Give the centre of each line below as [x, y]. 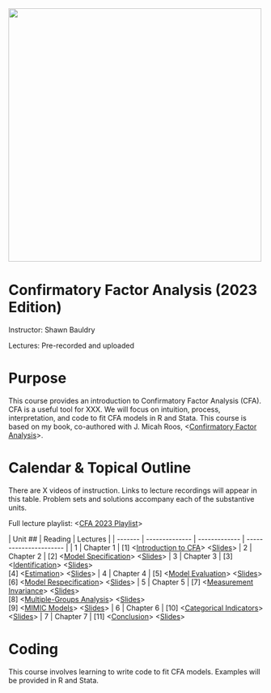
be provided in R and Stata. [54, 680]
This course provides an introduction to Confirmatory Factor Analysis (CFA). [135, 400]
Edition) [35, 308]
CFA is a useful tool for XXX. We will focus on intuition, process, [114, 409]
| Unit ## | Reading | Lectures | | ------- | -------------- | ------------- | [127, 539]
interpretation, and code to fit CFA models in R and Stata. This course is [127, 417]
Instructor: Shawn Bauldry [52, 329]
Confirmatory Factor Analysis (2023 [133, 290]
